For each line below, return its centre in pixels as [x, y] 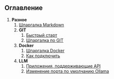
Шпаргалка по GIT [45, 40]
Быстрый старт [42, 35]
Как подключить [43, 56]
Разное [19, 19]
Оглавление [24, 8]
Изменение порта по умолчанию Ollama [67, 71]
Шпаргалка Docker [45, 50]
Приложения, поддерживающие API [63, 66]
